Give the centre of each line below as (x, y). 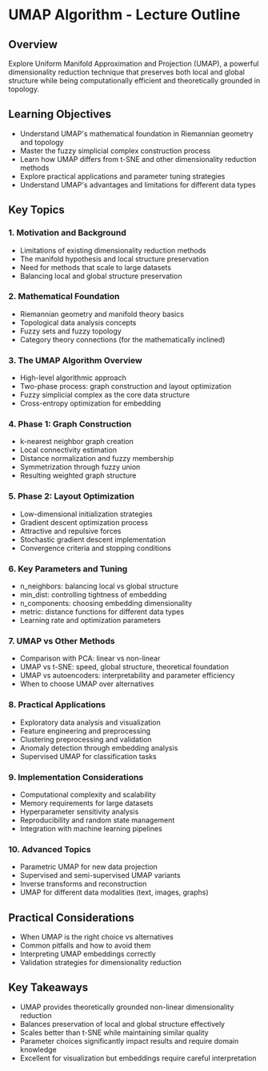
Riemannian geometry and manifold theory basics (102, 313)
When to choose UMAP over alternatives (87, 684)
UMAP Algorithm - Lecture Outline (124, 15)
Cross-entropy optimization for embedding (90, 403)
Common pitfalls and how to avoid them (85, 945)
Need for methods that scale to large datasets (96, 267)
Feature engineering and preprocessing (85, 730)
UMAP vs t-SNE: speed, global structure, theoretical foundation (124, 667)
